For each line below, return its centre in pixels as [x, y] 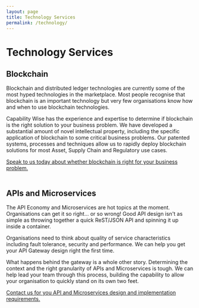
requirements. [23, 299]
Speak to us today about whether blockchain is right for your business [92, 162]
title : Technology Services [41, 17]
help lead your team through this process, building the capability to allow [95, 275]
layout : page [22, 12]
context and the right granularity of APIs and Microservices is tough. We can [100, 269]
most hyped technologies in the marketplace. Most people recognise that [96, 95]
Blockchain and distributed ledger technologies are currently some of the [96, 88]
